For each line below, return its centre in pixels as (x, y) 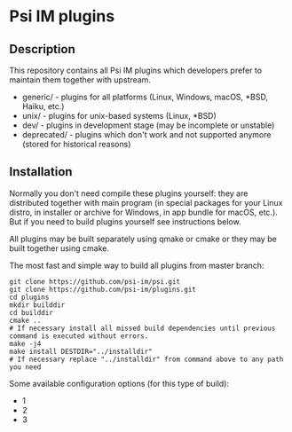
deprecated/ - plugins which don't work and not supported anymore (146, 134)
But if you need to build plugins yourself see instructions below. (125, 221)
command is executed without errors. (79, 336)
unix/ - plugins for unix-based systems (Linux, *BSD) (119, 116)
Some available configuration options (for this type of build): (119, 383)
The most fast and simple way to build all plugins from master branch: (137, 265)
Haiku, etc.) (43, 106)
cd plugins (29, 297)
